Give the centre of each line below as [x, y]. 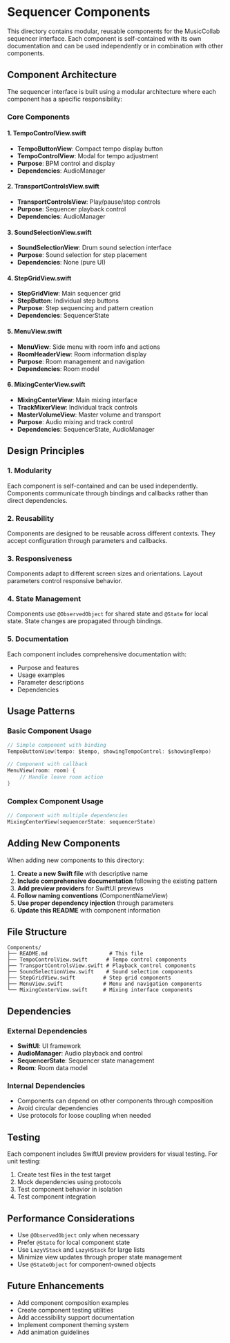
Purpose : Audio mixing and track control [75, 421]
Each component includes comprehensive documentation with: [97, 654]
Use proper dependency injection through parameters [95, 903]
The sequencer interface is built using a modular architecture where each [112, 91]
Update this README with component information [89, 910]
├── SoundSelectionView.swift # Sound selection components [100, 972]
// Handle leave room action [61, 777]
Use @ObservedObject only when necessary [78, 1235]
